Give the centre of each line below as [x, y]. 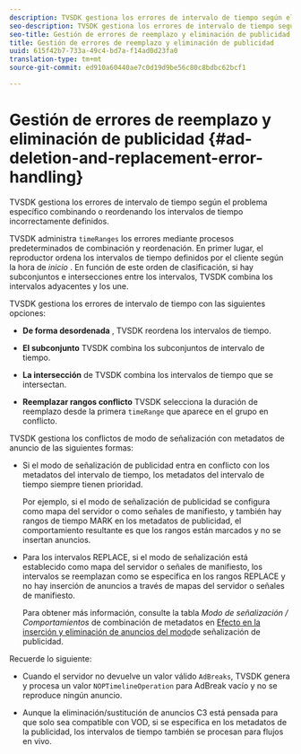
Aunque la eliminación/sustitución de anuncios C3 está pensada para [150, 712]
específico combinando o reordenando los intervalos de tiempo [126, 211]
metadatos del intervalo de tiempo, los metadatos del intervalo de [143, 474]
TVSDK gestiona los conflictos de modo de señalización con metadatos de [147, 438]
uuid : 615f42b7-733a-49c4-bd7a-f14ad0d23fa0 [94, 51]
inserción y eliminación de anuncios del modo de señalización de [142, 631]
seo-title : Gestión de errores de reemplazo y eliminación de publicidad [150, 34]
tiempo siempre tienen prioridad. [82, 484]
